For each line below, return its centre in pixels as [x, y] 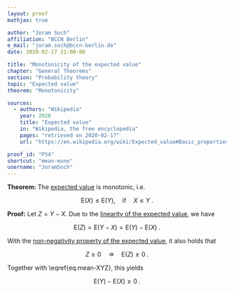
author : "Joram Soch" [39, 33]
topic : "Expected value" [43, 84]
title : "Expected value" [56, 122]
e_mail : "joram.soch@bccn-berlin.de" [62, 46]
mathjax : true [28, 20]
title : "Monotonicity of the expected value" [74, 65]
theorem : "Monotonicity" [43, 90]
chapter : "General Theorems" [49, 71]
